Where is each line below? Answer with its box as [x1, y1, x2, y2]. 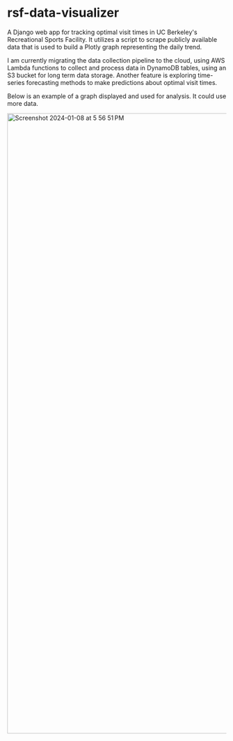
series [7, 78, 25, 86]
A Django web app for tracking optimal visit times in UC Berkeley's [7, 28, 198, 36]
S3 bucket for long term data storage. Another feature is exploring [7, 71, 197, 79]
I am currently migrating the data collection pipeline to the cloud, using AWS [7, 56, 225, 64]
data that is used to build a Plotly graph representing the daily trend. [7, 42, 202, 51]
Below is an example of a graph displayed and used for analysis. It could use [7, 92, 227, 100]
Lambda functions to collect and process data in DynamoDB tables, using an [7, 63, 227, 72]
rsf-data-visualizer [7, 5, 120, 21]
